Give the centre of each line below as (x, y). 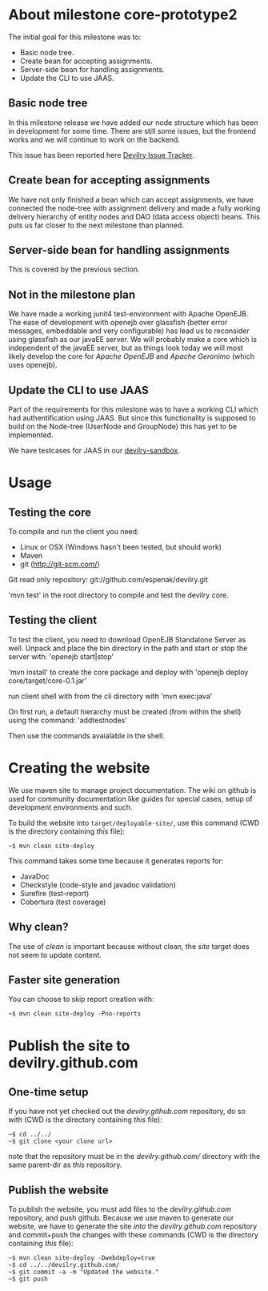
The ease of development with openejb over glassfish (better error (118, 323)
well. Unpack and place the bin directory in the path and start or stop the (128, 648)
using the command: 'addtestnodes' (68, 720)
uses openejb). (33, 365)
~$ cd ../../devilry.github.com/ (64, 1265)
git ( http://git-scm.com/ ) (60, 564)
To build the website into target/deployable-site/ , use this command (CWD (134, 822)
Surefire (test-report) (54, 893)
